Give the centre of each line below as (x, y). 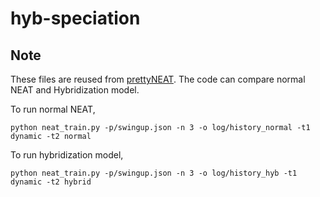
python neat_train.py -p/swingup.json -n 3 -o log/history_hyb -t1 (154, 173)
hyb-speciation (75, 18)
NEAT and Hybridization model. (75, 90)
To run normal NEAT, (53, 109)
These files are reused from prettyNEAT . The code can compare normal (158, 79)
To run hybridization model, (67, 155)
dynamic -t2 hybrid (51, 182)
